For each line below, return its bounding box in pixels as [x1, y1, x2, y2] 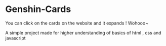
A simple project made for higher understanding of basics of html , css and [5, 29, 161, 35]
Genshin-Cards [5, 3, 71, 15]
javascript [5, 35, 26, 41]
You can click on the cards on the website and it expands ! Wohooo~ [5, 20, 148, 26]
